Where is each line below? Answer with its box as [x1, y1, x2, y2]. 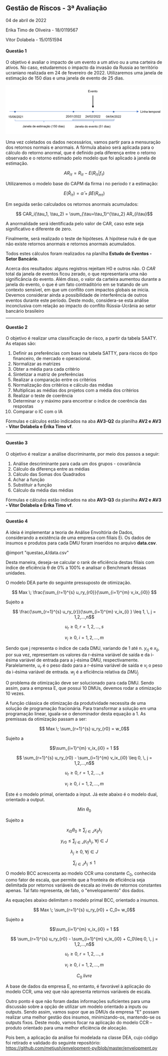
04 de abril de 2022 [5, 17, 47, 23]
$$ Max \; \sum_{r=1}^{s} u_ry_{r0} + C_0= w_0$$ [33, 907, 136, 913]
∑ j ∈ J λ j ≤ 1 [72, 859, 96, 867]
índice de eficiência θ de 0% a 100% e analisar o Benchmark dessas [5, 564, 147, 570]
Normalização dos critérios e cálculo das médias [12, 382, 114, 388]
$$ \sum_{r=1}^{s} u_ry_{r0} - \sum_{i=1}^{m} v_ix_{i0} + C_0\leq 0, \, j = [10, 936, 159, 942]
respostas [12, 403, 34, 409]
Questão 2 [5, 324, 28, 330]
